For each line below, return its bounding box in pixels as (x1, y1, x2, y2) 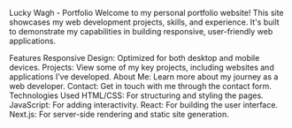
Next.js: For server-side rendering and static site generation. (9, 109, 229, 119)
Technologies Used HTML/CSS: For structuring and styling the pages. (9, 90, 264, 101)
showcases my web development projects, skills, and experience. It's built (9, 17, 280, 27)
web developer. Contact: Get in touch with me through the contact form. (9, 81, 272, 91)
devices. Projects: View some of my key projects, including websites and (9, 62, 274, 72)
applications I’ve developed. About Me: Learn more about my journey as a (9, 72, 279, 82)
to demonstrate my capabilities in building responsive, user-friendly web (9, 26, 273, 36)
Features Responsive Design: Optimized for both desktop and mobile (9, 53, 260, 63)
